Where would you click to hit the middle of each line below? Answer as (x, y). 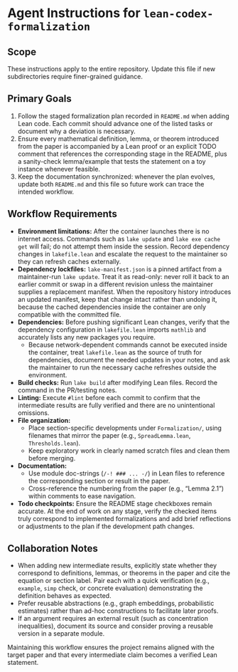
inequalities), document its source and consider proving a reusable (115, 626)
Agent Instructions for (74, 13)
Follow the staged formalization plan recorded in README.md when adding (123, 116)
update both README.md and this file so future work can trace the (111, 184)
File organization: (44, 420)
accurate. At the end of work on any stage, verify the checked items (117, 511)
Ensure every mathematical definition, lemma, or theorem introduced (118, 138)
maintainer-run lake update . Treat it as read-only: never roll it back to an (123, 276)
